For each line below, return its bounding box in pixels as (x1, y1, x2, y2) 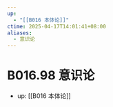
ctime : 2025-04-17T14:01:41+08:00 (7, 23, 107, 30)
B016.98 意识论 (7, 68, 95, 84)
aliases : (7, 29, 32, 37)
